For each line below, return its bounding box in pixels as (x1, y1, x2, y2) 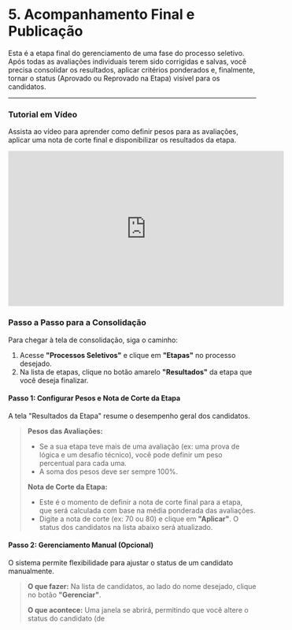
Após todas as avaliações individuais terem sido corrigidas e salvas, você (8, 57, 246, 66)
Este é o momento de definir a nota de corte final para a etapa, (39, 497, 243, 506)
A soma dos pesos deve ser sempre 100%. (39, 467, 179, 476)
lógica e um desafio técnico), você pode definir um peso (39, 449, 223, 459)
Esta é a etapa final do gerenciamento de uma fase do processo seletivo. (8, 48, 245, 58)
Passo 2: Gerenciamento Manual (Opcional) (8, 540, 154, 550)
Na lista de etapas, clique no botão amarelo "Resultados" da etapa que (19, 367, 253, 376)
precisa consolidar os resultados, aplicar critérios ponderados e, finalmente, (8, 65, 256, 74)
